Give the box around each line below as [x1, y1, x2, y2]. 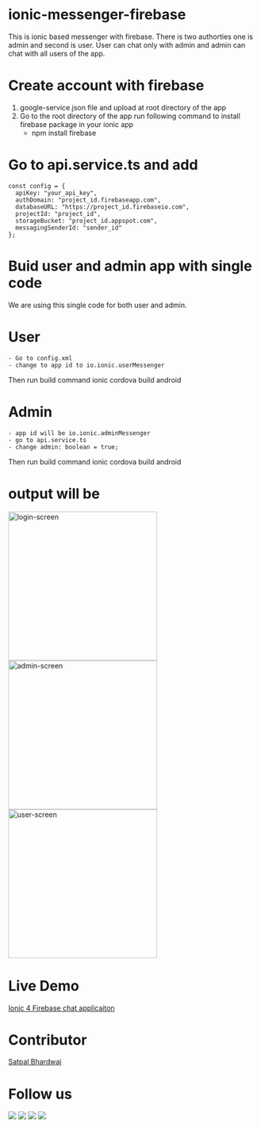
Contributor [8, 1030, 87, 1049]
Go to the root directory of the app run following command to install [19, 111, 240, 121]
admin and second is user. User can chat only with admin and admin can [8, 40, 246, 49]
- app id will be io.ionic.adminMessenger [8, 429, 151, 437]
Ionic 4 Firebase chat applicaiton [8, 1003, 115, 1013]
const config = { [8, 182, 66, 190]
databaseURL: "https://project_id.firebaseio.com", [15, 202, 190, 211]
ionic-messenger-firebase [8, 6, 186, 24]
